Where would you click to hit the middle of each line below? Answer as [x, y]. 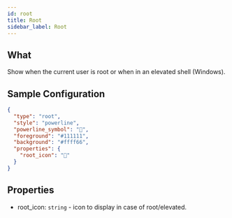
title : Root [24, 20]
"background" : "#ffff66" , [51, 143]
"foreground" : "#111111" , [51, 136]
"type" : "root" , [37, 116]
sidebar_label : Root [37, 27]
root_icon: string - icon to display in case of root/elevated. [102, 207]
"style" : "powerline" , [46, 123]
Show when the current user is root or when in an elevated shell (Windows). [116, 72]
